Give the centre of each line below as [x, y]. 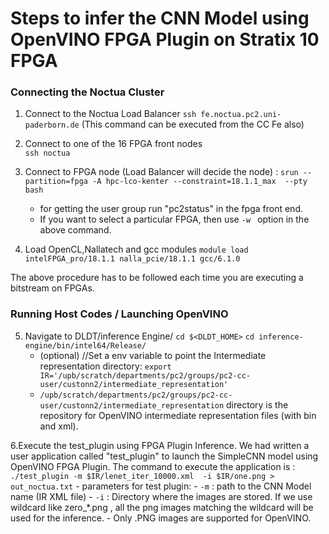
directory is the [257, 404]
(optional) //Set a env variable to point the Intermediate [153, 355]
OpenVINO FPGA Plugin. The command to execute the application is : [153, 466]
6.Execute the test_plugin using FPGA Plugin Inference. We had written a [160, 445]
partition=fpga [56, 182]
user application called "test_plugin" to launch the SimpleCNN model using [164, 456]
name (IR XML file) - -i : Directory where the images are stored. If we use [161, 496]
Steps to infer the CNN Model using [160, 18]
